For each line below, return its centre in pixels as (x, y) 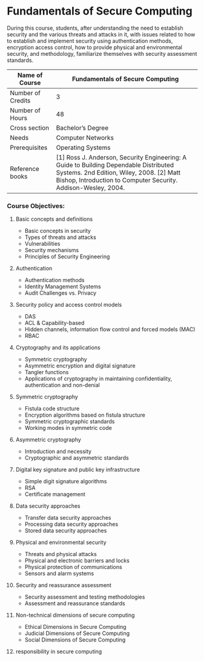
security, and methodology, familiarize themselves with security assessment (102, 53)
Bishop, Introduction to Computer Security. (117, 180)
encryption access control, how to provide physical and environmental (95, 47)
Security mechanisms (52, 250)
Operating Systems (83, 147)
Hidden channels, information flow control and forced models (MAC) (110, 329)
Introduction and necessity (58, 451)
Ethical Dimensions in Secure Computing (75, 627)
